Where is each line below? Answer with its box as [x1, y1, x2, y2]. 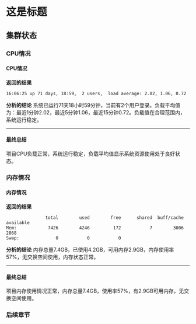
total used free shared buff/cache [45, 215, 184, 221]
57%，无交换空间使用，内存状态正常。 [6, 253, 99, 260]
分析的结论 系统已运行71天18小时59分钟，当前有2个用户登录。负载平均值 [6, 102, 181, 109]
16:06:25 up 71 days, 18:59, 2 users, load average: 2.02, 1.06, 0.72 [6, 90, 187, 96]
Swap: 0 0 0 [6, 235, 121, 241]
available [6, 220, 30, 226]
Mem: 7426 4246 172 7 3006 [6, 225, 184, 231]
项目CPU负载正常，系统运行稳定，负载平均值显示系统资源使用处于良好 [6, 150, 176, 157]
